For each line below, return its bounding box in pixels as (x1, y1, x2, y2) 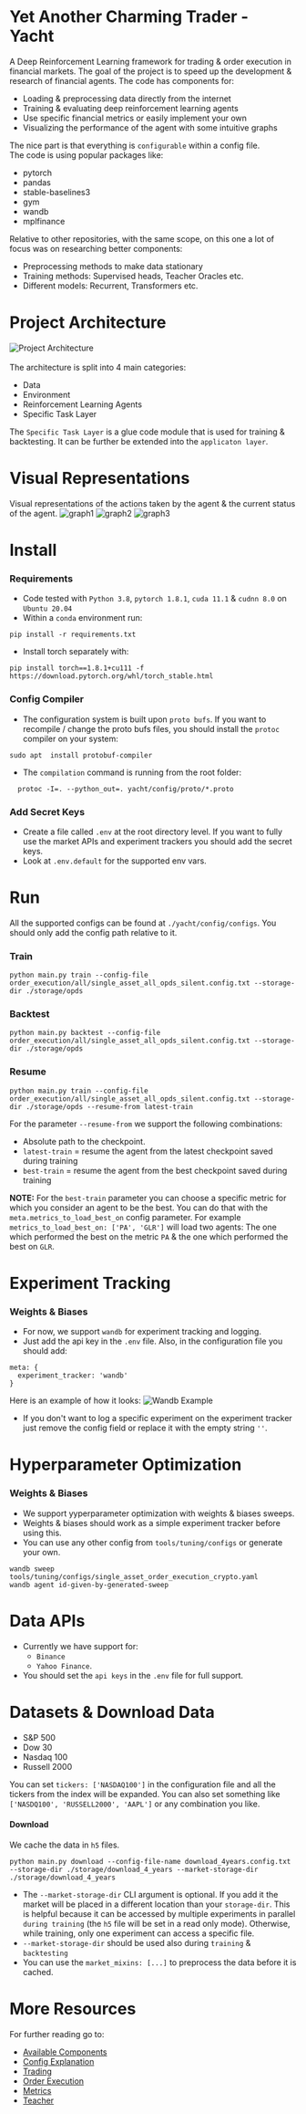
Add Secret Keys (9, 805, 85, 818)
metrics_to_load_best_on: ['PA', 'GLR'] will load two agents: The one (9, 1221, 278, 1232)
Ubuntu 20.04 (22, 604, 73, 613)
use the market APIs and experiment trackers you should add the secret (22, 835, 293, 846)
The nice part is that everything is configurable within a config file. (9, 140, 260, 151)
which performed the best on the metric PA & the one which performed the (9, 1230, 289, 1242)
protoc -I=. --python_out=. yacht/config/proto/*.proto (17, 784, 234, 793)
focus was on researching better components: (9, 243, 183, 254)
